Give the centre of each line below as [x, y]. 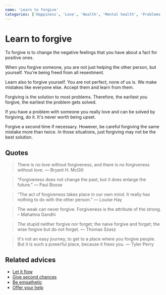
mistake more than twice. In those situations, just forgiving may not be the [81, 132]
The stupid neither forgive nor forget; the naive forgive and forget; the [88, 224]
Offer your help [28, 288]
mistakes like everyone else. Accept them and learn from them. [70, 88]
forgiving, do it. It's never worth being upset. [51, 117]
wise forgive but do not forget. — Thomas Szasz [67, 229]
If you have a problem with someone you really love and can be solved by [80, 112]
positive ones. [19, 58]
